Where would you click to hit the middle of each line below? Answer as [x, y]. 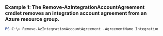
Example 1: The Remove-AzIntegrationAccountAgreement [75, 7]
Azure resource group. [32, 19]
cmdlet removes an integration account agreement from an [76, 13]
